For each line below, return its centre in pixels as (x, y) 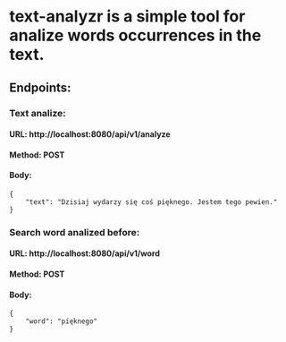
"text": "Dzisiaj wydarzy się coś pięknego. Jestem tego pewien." (151, 202)
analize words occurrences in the (135, 35)
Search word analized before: (75, 232)
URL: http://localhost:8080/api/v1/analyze (90, 134)
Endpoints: (40, 87)
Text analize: (38, 113)
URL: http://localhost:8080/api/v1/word (85, 253)
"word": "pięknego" (62, 321)
